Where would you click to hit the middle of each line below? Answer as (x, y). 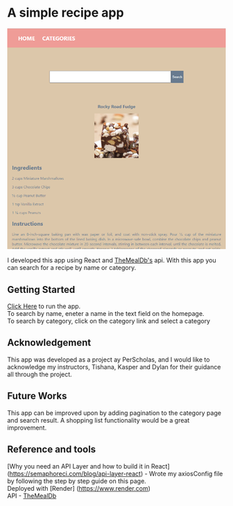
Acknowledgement (49, 343)
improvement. (27, 428)
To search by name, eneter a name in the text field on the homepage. (106, 314)
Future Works (37, 396)
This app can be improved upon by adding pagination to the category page (114, 413)
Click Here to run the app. (44, 306)
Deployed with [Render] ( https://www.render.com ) (79, 488)
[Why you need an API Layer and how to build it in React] (88, 466)
